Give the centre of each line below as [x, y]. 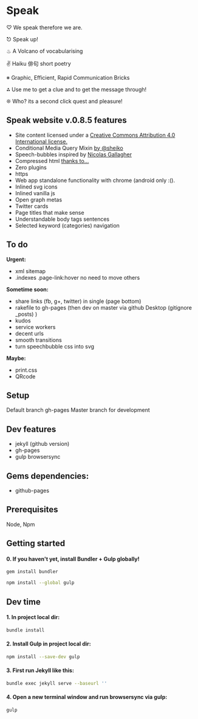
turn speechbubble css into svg [55, 346]
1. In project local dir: [33, 617]
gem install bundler [32, 572]
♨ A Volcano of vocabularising [45, 51]
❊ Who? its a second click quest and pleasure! [64, 101]
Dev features [31, 429]
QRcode [25, 376]
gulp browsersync [38, 457]
